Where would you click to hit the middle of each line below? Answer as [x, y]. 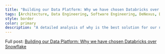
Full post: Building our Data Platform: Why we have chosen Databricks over [81, 41]
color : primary [21, 23]
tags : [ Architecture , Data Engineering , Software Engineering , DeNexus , [81, 14]
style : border [20, 18]
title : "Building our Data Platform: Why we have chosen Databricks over [82, 9]
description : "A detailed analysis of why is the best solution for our [81, 28]
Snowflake [16, 47]
